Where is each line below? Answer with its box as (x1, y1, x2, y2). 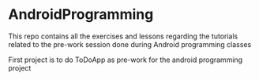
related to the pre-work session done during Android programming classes (8, 39, 252, 49)
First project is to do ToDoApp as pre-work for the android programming (8, 55, 243, 64)
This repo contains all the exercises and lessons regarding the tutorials (8, 31, 238, 41)
